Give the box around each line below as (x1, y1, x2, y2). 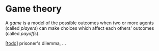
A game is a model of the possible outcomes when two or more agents (5, 20, 154, 26)
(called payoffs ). (5, 30, 40, 36)
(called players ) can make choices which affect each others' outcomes (5, 25, 154, 31)
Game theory (5, 3, 62, 15)
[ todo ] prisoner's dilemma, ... (5, 40, 66, 46)
